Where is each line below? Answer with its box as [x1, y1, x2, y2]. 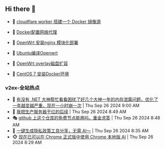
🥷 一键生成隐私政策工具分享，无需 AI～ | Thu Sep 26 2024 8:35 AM [12, 128, 149, 134]
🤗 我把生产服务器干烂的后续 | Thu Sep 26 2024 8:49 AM [12, 109, 127, 115]
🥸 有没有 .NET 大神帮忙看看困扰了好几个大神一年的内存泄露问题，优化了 [12, 96, 159, 102]
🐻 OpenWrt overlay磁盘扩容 [12, 60, 68, 66]
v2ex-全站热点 [5, 84, 40, 91]
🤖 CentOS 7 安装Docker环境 [12, 71, 69, 77]
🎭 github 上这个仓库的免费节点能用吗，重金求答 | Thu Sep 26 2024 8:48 [12, 115, 161, 121]
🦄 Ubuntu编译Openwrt [12, 50, 58, 56]
